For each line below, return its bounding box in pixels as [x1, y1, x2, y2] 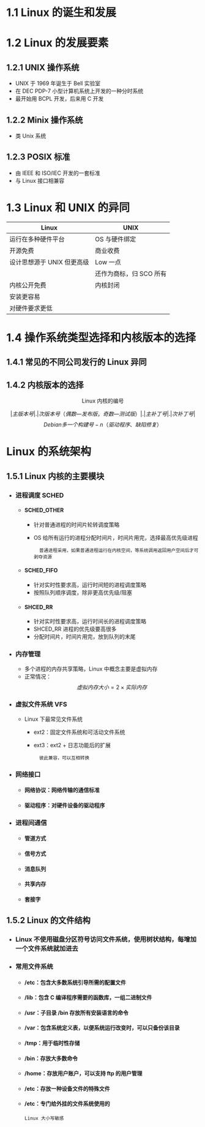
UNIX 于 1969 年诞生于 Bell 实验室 [15, 80, 101, 87]
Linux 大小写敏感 [24, 1115, 64, 1121]
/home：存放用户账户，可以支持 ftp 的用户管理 [24, 1070, 143, 1077]
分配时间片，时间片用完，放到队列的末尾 [33, 633, 136, 640]
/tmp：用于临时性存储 [24, 1039, 80, 1047]
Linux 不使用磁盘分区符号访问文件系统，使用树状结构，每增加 [15, 935, 197, 944]
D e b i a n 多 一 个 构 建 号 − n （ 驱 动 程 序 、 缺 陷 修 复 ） [43, 421, 162, 428]
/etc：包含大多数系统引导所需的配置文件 [24, 979, 127, 986]
